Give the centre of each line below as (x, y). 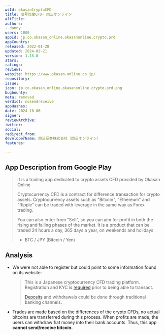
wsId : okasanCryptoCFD (28, 10)
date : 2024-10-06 (23, 111)
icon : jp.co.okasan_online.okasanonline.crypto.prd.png (64, 88)
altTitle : (15, 19)
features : (15, 143)
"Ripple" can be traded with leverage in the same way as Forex (81, 205)
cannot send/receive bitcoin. (42, 328)
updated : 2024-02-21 (26, 51)
